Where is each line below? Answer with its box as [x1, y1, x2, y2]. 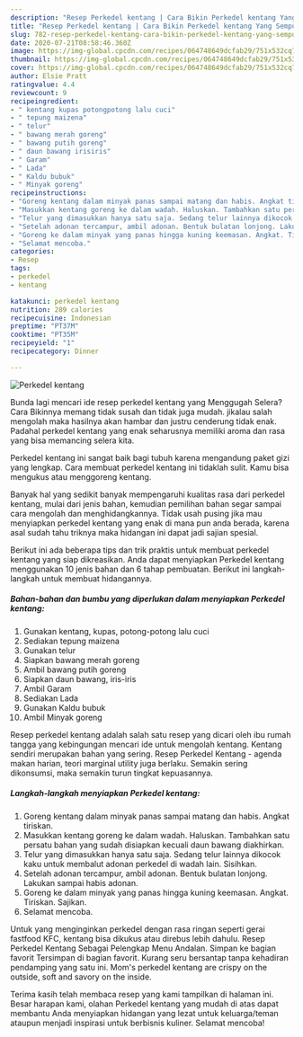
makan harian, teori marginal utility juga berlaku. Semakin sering [10, 758, 248, 768]
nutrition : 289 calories [10, 305, 103, 315]
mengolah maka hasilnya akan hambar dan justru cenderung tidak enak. [10, 415, 277, 427]
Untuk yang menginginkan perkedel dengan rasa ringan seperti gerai [10, 923, 266, 935]
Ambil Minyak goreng [22, 712, 102, 722]
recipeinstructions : [10, 189, 88, 198]
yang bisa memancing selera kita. [10, 435, 135, 446]
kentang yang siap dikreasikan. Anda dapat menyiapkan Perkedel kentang [10, 554, 285, 564]
